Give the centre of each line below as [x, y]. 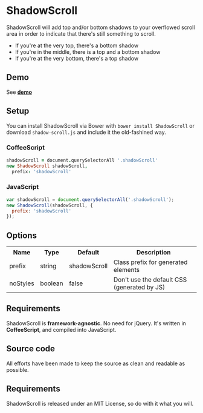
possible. [18, 369]
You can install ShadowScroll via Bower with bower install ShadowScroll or [101, 125]
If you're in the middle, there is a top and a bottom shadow [88, 51]
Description [153, 253]
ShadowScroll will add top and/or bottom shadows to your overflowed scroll [101, 27]
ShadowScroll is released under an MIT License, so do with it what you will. [100, 403]
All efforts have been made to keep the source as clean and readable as [96, 363]
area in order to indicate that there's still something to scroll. [81, 33]
